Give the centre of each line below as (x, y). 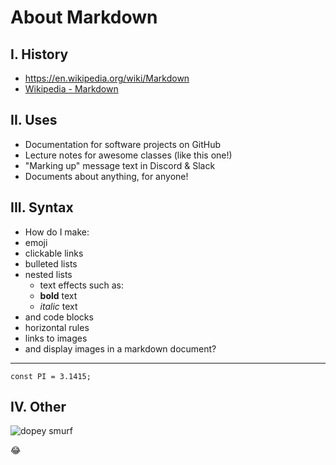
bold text (58, 295)
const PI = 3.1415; (51, 376)
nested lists (48, 274)
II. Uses (34, 120)
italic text (58, 306)
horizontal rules (57, 327)
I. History (39, 54)
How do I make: (57, 232)
